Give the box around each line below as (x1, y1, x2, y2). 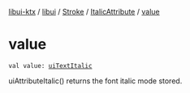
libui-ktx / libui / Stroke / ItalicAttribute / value (8, 7, 160, 16)
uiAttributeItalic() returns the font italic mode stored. (8, 76, 183, 86)
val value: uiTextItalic (8, 61, 93, 70)
